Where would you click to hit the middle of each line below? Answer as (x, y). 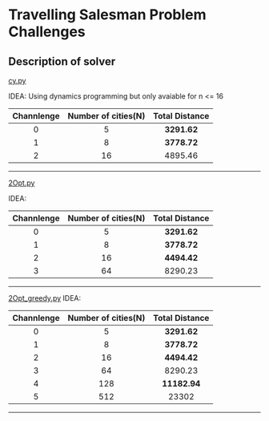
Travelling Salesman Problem (107, 15)
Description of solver (62, 61)
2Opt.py (22, 183)
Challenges (47, 32)
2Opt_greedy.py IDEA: (45, 298)
